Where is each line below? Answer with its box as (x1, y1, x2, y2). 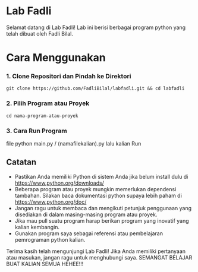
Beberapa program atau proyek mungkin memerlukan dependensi (14, 185, 177, 192)
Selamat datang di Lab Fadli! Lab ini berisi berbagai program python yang (6, 24, 186, 31)
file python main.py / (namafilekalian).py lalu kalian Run (6, 140, 142, 147)
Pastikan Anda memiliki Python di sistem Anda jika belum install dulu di (14, 173, 188, 180)
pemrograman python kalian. (14, 236, 86, 243)
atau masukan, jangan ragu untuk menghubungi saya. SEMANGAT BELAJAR (6, 254, 193, 261)
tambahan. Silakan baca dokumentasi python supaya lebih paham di (14, 192, 183, 199)
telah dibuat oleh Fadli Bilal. (6, 30, 73, 37)
